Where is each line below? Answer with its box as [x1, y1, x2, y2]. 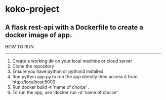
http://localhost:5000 [12, 79, 56, 85]
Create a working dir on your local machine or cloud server [12, 58, 132, 64]
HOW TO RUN [5, 44, 34, 50]
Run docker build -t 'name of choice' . [12, 84, 90, 90]
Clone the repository [12, 63, 54, 69]
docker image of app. [5, 31, 72, 39]
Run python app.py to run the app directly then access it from [12, 74, 138, 79]
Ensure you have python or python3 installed [12, 68, 104, 74]
